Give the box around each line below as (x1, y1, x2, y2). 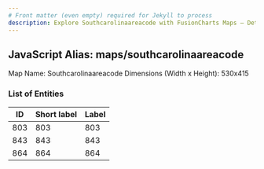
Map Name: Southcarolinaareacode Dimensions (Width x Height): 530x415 (8, 68, 249, 79)
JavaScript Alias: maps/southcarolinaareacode (8, 48, 244, 61)
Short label (35, 108, 77, 119)
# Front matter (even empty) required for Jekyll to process (8, 11, 213, 20)
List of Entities (8, 88, 64, 99)
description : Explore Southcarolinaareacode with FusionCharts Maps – (8, 19, 244, 27)
